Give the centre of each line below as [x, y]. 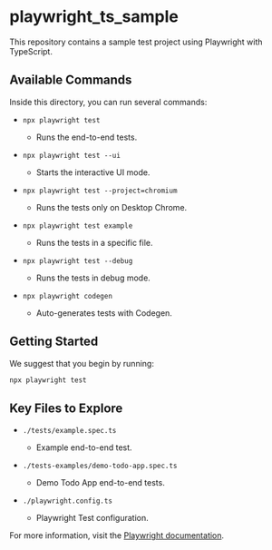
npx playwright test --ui [71, 155]
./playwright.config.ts [68, 501]
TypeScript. [31, 51]
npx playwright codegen [68, 296]
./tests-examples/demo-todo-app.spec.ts [100, 466]
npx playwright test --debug [78, 260]
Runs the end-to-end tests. [87, 137]
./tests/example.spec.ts [69, 431]
